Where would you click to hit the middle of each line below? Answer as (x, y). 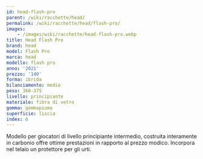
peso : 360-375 (24, 91)
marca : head (21, 57)
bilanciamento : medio (34, 86)
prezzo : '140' (24, 74)
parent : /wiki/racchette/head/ (46, 18)
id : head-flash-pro (31, 12)
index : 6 (17, 119)
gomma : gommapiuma (29, 108)
